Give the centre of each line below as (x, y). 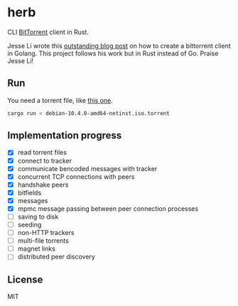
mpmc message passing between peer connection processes (108, 208)
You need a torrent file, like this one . (60, 100)
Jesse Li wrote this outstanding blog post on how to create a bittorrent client (119, 45)
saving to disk (38, 217)
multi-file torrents (43, 241)
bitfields (29, 192)
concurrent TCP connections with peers (76, 176)
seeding (29, 225)
